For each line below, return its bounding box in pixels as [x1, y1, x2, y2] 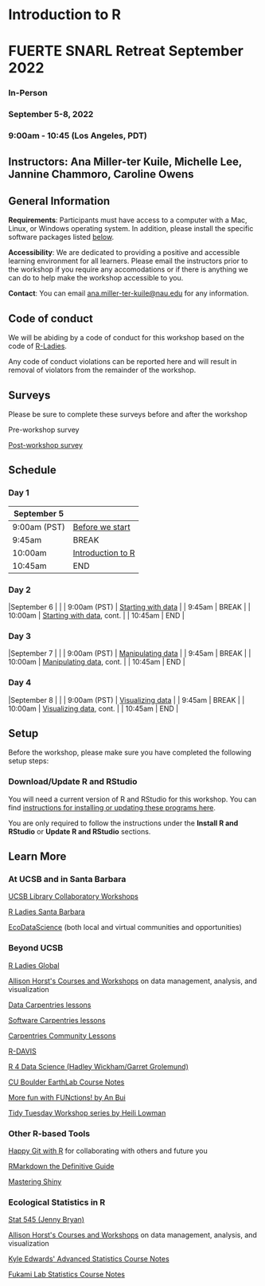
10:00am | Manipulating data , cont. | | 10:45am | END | [8, 657, 185, 667]
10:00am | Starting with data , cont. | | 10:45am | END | [8, 610, 185, 620]
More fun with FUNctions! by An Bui [8, 1092, 126, 1102]
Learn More [8, 850, 67, 864]
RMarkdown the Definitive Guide [8, 1161, 115, 1170]
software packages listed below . [8, 233, 114, 242]
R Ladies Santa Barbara [8, 907, 85, 917]
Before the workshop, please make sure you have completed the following [8, 747, 252, 758]
